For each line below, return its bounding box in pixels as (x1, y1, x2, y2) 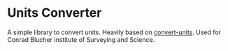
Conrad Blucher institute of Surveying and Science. (7, 35, 155, 43)
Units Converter (7, 5, 102, 21)
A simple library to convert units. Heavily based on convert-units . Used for (7, 28, 222, 36)
